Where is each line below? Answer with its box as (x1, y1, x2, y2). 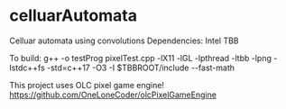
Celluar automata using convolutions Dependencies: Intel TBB (9, 35, 239, 46)
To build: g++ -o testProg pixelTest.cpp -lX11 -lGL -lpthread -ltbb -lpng (9, 52, 272, 63)
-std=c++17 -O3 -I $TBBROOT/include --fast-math (46, 62, 235, 73)
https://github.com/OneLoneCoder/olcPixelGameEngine (9, 89, 217, 100)
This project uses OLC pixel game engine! (9, 79, 165, 90)
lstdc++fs (9, 62, 45, 73)
